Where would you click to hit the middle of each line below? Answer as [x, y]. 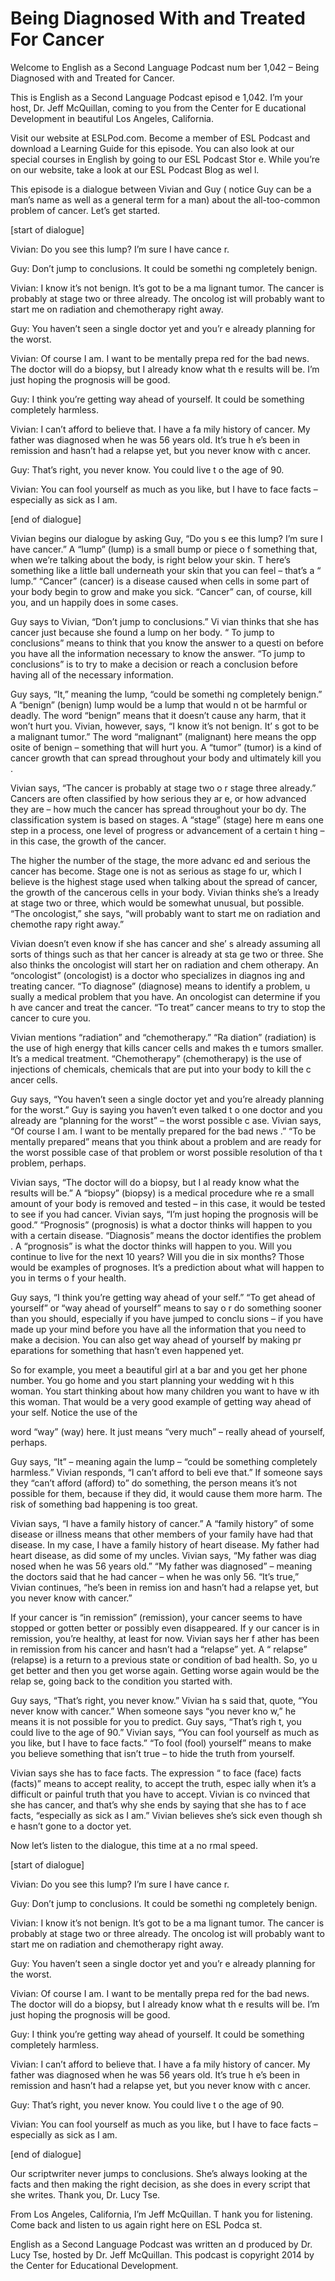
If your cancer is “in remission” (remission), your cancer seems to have [156, 1617]
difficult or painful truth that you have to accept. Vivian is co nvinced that [160, 1794]
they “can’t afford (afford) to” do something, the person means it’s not [154, 1483]
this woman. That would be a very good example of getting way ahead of [161, 1401]
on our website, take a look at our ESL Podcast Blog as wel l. [135, 169]
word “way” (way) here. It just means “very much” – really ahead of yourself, [168, 1431]
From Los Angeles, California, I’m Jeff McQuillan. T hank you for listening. [161, 2214]
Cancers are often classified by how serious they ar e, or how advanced [158, 798]
